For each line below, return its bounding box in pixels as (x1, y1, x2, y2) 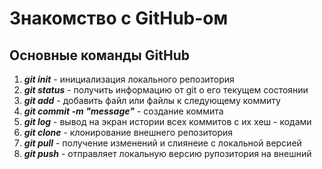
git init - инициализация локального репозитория (23, 73, 235, 85)
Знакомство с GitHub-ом (9, 7, 229, 30)
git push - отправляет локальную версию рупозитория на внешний (23, 148, 312, 159)
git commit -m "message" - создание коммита (23, 105, 224, 117)
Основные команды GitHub (9, 47, 190, 64)
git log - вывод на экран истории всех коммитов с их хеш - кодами (23, 116, 312, 127)
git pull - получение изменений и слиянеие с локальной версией (23, 137, 302, 149)
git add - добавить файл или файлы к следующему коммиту (23, 95, 281, 106)
